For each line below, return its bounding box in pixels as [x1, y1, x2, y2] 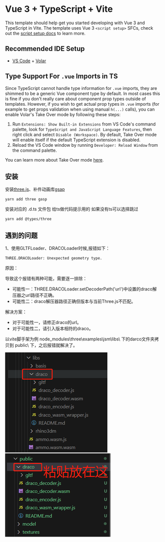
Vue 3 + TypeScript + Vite [5, 3, 113, 15]
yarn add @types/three [5, 216, 52, 222]
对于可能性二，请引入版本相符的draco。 [12, 326, 94, 332]
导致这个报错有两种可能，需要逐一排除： [5, 276, 87, 282]
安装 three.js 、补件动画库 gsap [5, 186, 65, 192]
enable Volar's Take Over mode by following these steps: [5, 111, 121, 117]
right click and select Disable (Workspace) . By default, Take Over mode [12, 131, 157, 137]
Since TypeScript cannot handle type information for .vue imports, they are [5, 85, 158, 91]
